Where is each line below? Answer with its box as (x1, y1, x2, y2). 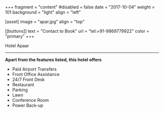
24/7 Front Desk (12, 76, 45, 82)
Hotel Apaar (5, 43, 29, 48)
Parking (12, 87, 28, 93)
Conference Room (12, 97, 49, 103)
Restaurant (12, 82, 34, 87)
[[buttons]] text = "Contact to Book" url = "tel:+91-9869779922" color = (5, 28, 150, 34)
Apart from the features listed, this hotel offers (5, 57, 102, 62)
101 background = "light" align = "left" (5, 9, 82, 15)
